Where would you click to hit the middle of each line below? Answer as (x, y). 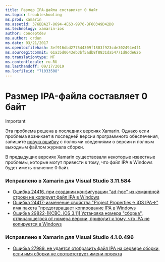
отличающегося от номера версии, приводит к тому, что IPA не (81, 219)
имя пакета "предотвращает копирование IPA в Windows (74, 208)
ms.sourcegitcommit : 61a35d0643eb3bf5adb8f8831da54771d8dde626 (73, 52)
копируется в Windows (37, 224)
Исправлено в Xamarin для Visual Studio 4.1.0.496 (70, 237)
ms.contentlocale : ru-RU (31, 62)
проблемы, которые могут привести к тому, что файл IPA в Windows (79, 162)
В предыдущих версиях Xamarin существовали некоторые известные (80, 157)
